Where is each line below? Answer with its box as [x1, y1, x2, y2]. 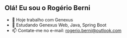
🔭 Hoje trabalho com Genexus [11, 17, 73, 22]
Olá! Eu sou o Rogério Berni [4, 4, 90, 12]
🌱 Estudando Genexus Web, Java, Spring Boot [11, 22, 107, 28]
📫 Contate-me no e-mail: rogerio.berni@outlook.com [11, 27, 122, 33]
